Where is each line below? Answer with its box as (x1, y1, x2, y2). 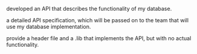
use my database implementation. (6, 23, 91, 30)
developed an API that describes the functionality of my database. (6, 5, 172, 12)
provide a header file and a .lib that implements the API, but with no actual (6, 35, 192, 41)
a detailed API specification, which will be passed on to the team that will (6, 17, 189, 23)
